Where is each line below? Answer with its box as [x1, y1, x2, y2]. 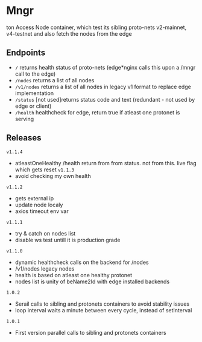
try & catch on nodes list [14, 229, 76, 237]
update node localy [14, 201, 63, 208]
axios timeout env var [14, 207, 69, 215]
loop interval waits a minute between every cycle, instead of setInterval [14, 306, 192, 314]
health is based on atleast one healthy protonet [14, 271, 133, 278]
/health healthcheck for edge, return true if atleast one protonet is [14, 108, 180, 116]
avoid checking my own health [14, 172, 92, 179]
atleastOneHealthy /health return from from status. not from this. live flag [14, 159, 197, 166]
